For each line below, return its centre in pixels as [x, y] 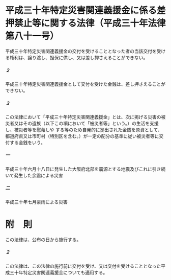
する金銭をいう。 [27, 142]
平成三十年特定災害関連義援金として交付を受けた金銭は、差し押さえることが [85, 84]
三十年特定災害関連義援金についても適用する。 [59, 272]
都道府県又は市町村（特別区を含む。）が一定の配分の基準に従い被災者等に [82, 136]
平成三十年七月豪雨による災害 [36, 202]
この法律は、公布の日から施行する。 [43, 239]
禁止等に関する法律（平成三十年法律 [90, 23]
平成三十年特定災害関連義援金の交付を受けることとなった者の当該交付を [81, 51]
